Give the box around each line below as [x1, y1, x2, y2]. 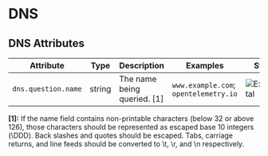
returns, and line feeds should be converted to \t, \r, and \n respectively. [8, 139, 245, 148]
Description [119, 60, 165, 71]
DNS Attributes [8, 37, 85, 50]
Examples [186, 60, 224, 71]
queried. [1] [119, 93, 164, 104]
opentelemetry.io [171, 89, 238, 98]
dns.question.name [12, 84, 82, 93]
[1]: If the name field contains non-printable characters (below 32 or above [8, 114, 254, 123]
